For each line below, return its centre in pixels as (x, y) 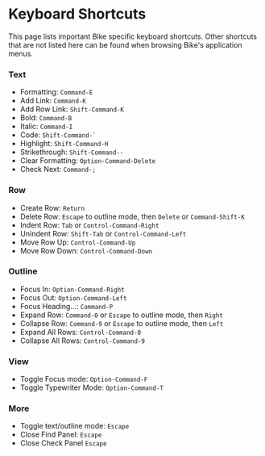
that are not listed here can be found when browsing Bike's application (126, 44)
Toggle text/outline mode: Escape (75, 426)
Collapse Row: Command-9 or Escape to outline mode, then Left (122, 323)
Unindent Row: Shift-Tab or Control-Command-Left (103, 233)
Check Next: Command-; (58, 169)
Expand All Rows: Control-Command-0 (81, 332)
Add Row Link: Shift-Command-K (72, 109)
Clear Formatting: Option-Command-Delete (88, 161)
